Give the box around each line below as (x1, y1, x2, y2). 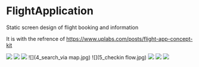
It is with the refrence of (6, 35, 66, 42)
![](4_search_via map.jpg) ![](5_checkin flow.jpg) (28, 53, 147, 60)
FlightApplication (6, 4, 94, 18)
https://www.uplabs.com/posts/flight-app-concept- (66, 35, 193, 42)
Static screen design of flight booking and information (6, 24, 139, 31)
